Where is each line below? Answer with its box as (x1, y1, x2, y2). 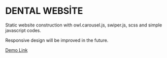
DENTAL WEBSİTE (5, 5, 83, 17)
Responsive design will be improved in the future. (5, 37, 109, 43)
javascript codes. (5, 27, 42, 33)
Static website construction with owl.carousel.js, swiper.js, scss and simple (5, 22, 162, 28)
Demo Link (5, 47, 28, 53)
